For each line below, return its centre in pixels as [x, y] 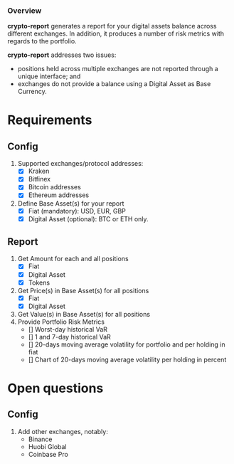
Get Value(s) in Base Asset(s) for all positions [84, 314]
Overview [25, 11]
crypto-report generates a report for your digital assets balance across [112, 26]
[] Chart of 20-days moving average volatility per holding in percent [127, 359]
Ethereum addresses [59, 195]
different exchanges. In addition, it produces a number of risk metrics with [116, 33]
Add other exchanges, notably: [63, 431]
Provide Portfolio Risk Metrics [61, 322]
